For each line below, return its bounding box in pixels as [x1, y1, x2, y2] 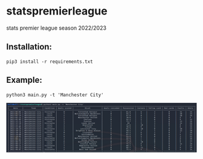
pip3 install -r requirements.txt [6, 59, 94, 65]
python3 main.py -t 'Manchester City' [6, 92, 104, 98]
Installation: [6, 42, 53, 52]
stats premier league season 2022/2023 [6, 24, 107, 31]
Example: [6, 75, 42, 85]
